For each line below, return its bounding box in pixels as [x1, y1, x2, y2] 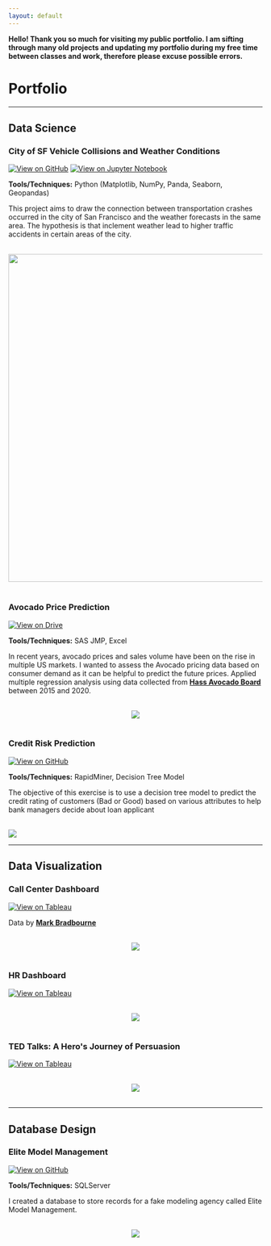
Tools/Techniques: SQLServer [8, 1180, 111, 1190]
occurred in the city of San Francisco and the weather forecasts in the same [8, 212, 261, 222]
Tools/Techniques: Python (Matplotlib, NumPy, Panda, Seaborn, [8, 179, 223, 190]
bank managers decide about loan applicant [8, 805, 155, 814]
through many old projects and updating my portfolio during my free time [8, 42, 258, 52]
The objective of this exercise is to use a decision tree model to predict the [8, 788, 256, 797]
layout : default [8, 11, 63, 20]
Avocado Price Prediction [8, 602, 110, 613]
